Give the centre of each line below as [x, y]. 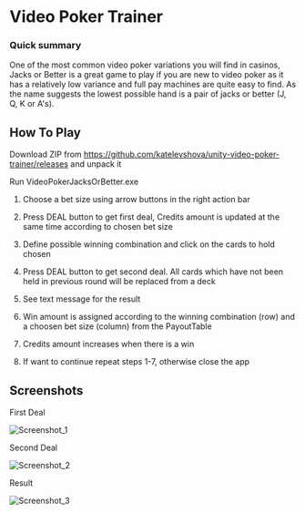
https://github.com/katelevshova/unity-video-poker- [182, 154]
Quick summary [46, 46]
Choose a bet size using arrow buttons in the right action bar [136, 200]
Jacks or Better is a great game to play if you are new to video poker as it [147, 75]
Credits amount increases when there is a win [108, 344]
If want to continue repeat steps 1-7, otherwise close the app [136, 362]
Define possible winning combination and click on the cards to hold [149, 244]
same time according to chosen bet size [97, 227]
